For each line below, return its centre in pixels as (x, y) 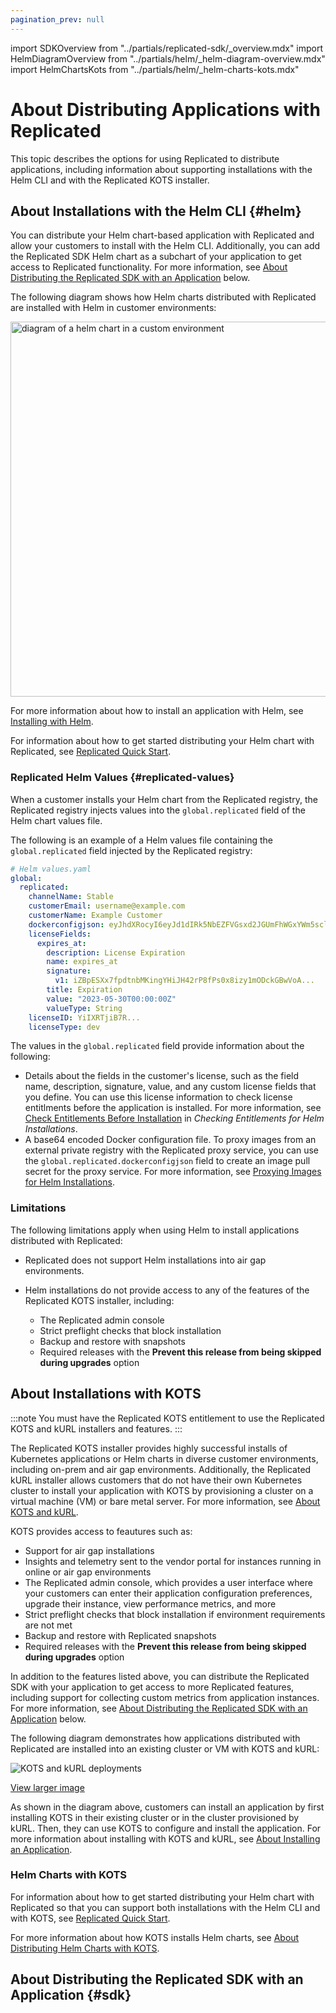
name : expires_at (82, 962)
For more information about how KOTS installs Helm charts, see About (155, 1937)
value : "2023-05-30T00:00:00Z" (111, 999)
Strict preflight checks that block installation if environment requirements (175, 1614)
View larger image (47, 1787)
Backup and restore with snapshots (112, 1341)
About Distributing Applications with (165, 109)
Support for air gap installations (89, 1550)
